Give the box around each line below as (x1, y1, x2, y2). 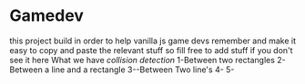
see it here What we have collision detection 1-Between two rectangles (9, 54, 276, 65)
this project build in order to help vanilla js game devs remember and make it (9, 35, 297, 46)
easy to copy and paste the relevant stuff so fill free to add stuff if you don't (9, 44, 293, 55)
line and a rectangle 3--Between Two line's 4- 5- (51, 64, 235, 75)
